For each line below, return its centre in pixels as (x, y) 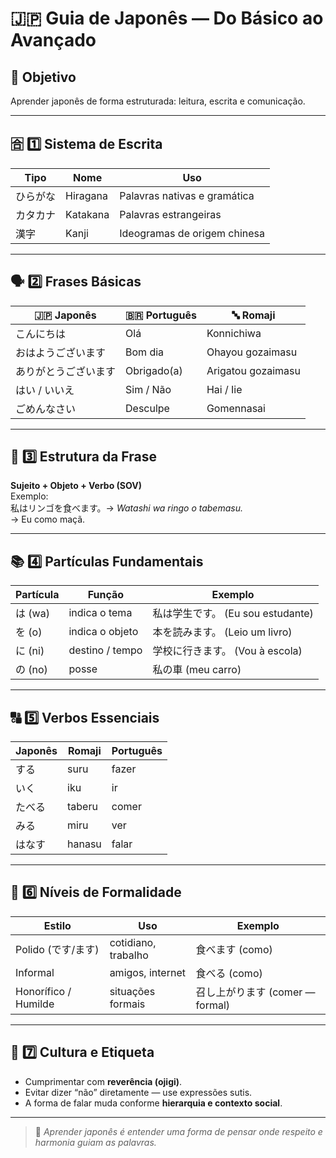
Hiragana (87, 195)
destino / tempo (105, 650)
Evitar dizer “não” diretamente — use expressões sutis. (138, 1092)
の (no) (31, 670)
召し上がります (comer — (255, 992)
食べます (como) (234, 949)
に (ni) (30, 651)
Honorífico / (43, 991)
